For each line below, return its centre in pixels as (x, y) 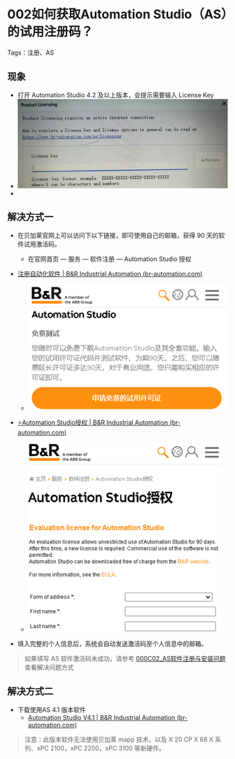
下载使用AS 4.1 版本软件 (51, 709)
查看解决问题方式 (49, 667)
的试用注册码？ (50, 32)
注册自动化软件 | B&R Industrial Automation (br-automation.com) (110, 274)
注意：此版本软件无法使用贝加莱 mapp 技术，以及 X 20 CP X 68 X (119, 739)
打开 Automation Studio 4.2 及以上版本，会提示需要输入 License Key (116, 94)
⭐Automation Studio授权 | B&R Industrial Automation (93, 422)
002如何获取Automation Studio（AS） (117, 14)
